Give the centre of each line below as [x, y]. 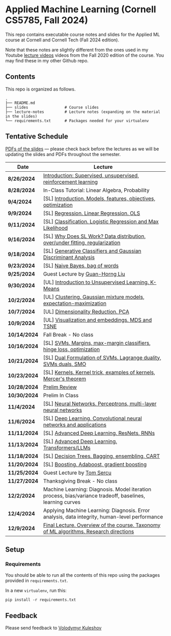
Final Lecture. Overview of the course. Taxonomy [102, 525]
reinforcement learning [70, 181]
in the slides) [21, 116]
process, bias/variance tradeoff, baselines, [94, 495]
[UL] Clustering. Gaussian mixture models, [94, 297]
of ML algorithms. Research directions [89, 531]
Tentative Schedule [37, 137]
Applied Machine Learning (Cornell [81, 9]
